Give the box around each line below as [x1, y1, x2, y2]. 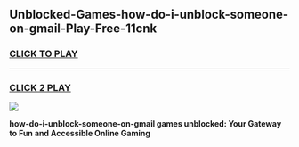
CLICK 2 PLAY [9, 81, 71, 94]
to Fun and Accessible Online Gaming [9, 127, 151, 138]
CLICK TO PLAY [9, 48, 78, 61]
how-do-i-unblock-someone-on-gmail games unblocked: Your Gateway [9, 118, 282, 128]
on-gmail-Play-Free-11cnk [9, 21, 158, 37]
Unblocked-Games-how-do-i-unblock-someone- [9, 7, 289, 22]
